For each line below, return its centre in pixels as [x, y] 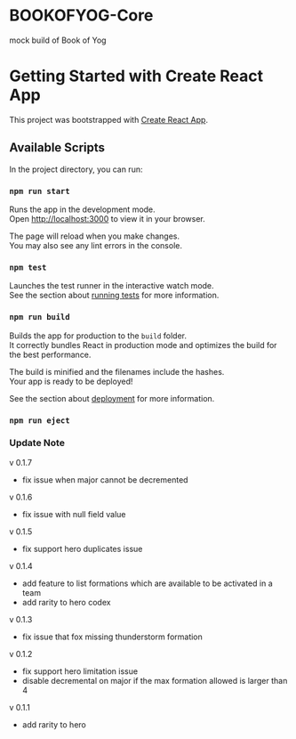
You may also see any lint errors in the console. [96, 245]
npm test [28, 267]
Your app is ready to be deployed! [71, 381]
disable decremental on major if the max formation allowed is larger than [155, 680]
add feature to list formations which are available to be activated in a [147, 583]
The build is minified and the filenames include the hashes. [117, 371]
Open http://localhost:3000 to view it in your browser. [108, 218]
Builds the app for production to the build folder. [98, 336]
